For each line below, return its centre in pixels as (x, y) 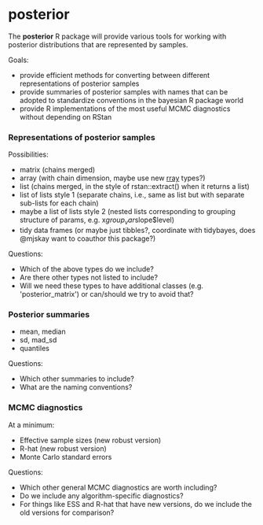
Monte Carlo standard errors (66, 457)
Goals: (18, 60)
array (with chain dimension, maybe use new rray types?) (112, 178)
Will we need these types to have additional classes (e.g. (111, 286)
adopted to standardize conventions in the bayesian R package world (131, 100)
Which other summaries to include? (77, 379)
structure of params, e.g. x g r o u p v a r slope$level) (97, 221)
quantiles (34, 349)
